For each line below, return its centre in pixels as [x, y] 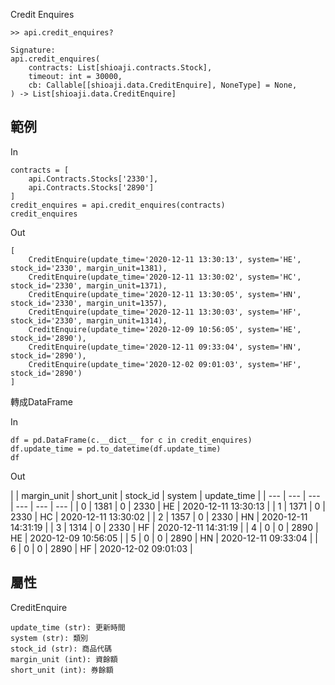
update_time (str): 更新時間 [68, 627]
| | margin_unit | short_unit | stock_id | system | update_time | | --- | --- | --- [165, 495]
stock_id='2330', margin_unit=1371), [89, 285]
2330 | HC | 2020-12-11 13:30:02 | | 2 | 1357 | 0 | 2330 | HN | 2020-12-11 [159, 516]
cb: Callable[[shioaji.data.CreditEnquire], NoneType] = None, [163, 85]
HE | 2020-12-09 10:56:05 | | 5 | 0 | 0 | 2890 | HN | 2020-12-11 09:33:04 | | [164, 538]
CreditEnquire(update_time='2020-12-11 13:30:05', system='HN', [165, 294]
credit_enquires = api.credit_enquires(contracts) [118, 205]
